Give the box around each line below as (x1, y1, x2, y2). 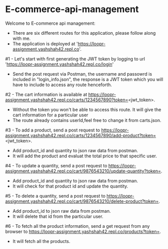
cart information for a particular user (12, 112, 88, 118)
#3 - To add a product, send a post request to (5, 127, 100, 133)
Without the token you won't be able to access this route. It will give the (12, 106, 161, 112)
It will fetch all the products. (12, 238, 71, 244)
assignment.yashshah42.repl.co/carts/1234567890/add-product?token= (5, 132, 156, 138)
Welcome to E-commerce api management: (5, 20, 96, 26)
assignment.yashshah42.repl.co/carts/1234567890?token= (5, 97, 129, 103)
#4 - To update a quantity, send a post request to (5, 162, 107, 168)
